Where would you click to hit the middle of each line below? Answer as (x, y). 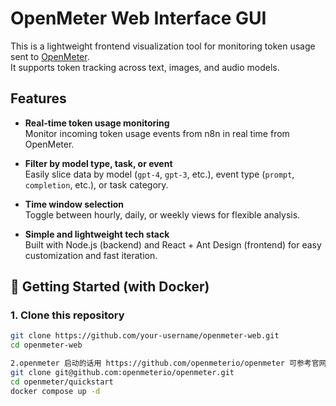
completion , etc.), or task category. (96, 184)
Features (38, 98)
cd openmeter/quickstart (62, 382)
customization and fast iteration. (91, 255)
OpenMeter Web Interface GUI (138, 18)
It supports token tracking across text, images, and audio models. (145, 67)
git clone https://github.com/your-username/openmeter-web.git (145, 336)
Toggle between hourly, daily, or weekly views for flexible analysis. (162, 214)
